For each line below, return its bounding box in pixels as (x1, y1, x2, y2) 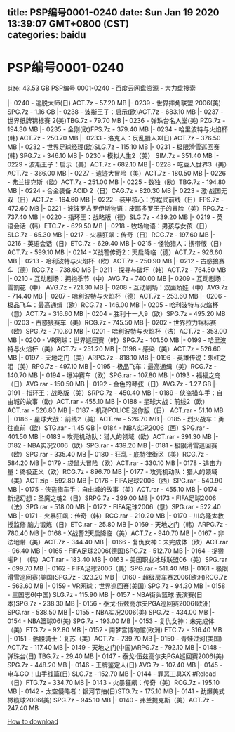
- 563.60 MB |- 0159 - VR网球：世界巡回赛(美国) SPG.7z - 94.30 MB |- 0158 (7, 582, 226, 590)
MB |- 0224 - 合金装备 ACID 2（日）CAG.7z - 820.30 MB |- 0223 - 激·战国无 (7, 187, 228, 195)
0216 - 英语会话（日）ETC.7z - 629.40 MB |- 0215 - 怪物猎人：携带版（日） (7, 240, 226, 248)
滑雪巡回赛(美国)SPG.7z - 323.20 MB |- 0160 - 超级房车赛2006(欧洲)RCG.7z (7, 573, 227, 582)
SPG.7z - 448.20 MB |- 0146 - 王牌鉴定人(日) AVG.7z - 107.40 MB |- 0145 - (7, 661, 223, 669)
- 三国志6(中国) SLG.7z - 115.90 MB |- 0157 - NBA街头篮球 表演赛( (7, 591, 196, 599)
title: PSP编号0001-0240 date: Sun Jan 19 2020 (7, 6, 220, 19)
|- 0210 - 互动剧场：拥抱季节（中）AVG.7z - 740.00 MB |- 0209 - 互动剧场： (7, 275, 228, 283)
